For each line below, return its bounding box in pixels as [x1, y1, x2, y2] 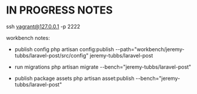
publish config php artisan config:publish [14, 45, 115, 53]
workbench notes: [6, 34, 50, 41]
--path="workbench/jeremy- [115, 45, 185, 53]
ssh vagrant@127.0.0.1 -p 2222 [6, 23, 81, 30]
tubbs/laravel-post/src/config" [14, 52, 89, 59]
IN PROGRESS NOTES [6, 4, 113, 17]
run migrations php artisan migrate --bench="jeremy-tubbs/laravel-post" [14, 63, 192, 70]
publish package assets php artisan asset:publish [14, 75, 135, 82]
